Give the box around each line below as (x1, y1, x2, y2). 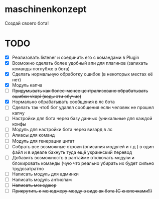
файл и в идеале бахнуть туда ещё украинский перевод (12, 149, 132, 155)
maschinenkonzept (5, 4, 87, 15)
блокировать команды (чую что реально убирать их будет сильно (12, 160, 154, 166)
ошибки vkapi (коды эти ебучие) (12, 93, 82, 99)
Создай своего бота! (5, 20, 49, 26)
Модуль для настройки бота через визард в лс (12, 127, 113, 133)
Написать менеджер (12, 182, 57, 188)
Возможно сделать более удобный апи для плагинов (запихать (12, 60, 148, 66)
